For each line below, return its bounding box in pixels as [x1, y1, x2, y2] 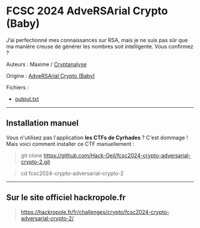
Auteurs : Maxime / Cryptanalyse [6, 61, 87, 68]
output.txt [14, 95, 39, 102]
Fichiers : [6, 83, 29, 90]
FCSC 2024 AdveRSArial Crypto [6, 4, 168, 18]
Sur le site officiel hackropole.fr [6, 192, 126, 203]
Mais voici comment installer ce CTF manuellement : [6, 140, 135, 147]
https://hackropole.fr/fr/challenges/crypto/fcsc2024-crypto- [20, 208, 170, 215]
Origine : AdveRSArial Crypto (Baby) [6, 72, 95, 79]
